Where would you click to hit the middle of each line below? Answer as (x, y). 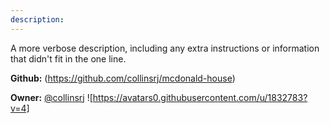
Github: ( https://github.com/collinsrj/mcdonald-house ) (123, 78)
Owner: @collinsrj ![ (51, 97)
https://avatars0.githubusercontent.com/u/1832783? (200, 97)
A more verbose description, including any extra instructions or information (165, 48)
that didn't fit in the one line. (68, 58)
